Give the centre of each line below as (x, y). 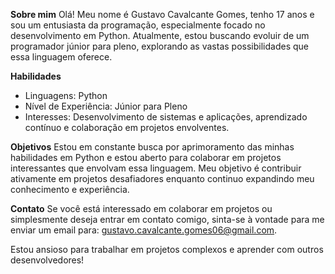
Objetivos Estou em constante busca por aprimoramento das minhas (152, 147)
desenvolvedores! (47, 260)
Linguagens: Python (66, 95)
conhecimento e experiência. (70, 189)
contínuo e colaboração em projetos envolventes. (127, 127)
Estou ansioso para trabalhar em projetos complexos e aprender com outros (167, 249)
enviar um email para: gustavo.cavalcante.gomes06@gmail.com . (144, 230)
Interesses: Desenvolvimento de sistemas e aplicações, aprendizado (166, 117)
